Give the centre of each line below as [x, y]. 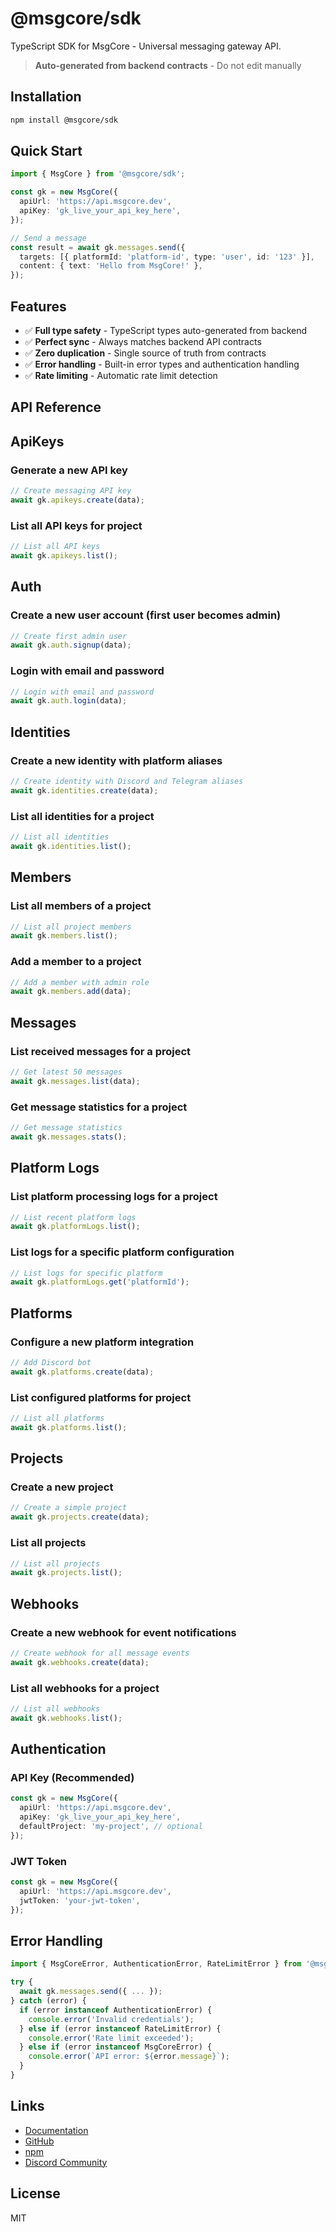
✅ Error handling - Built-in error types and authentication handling [162, 364]
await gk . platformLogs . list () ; [75, 1227]
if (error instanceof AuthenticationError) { [116, 2010]
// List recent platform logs [73, 1217]
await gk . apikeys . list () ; [64, 556]
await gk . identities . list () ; [71, 846]
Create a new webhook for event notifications [123, 1632]
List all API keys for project [76, 525]
